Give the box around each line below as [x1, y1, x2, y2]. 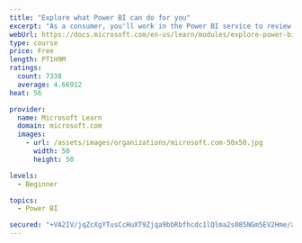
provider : [9, 104, 47, 113]
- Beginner [17, 179, 58, 189]
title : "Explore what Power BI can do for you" [9, 13, 191, 22]
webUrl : [9, 30, 39, 39]
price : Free [9, 47, 54, 56]
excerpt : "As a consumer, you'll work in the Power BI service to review [9, 22, 292, 31]
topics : [9, 195, 39, 205]
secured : [9, 220, 42, 229]
